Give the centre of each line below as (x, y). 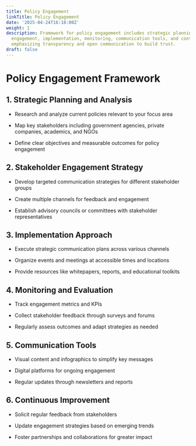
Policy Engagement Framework (83, 78)
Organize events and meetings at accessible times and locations (92, 260)
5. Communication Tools (51, 345)
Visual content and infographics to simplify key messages (84, 359)
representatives (33, 216)
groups (23, 188)
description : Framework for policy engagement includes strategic (88, 33)
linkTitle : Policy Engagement (43, 17)
